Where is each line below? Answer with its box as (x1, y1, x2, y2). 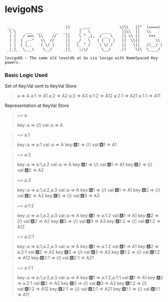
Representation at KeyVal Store (5, 102, 69, 109)
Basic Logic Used (5, 72, 48, 79)
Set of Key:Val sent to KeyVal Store (5, 83, 76, 89)
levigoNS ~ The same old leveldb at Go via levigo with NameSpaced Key (5, 55, 158, 61)
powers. (5, 59, 21, 65)
